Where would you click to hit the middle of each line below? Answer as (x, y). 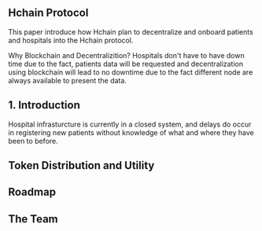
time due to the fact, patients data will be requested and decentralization (126, 64)
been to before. (33, 141)
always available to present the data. (68, 80)
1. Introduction (44, 105)
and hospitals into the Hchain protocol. (71, 40)
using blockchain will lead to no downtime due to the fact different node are (131, 72)
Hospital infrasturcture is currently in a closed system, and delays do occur (130, 124)
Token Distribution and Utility (81, 165)
